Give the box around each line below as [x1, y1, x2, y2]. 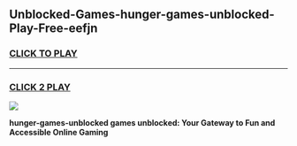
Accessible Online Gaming [9, 127, 109, 137]
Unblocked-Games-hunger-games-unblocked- [9, 7, 276, 22]
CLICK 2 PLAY [9, 81, 71, 93]
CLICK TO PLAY [9, 48, 78, 60]
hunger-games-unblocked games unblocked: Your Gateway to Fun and [9, 117, 276, 127]
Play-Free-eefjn [9, 21, 98, 36]
